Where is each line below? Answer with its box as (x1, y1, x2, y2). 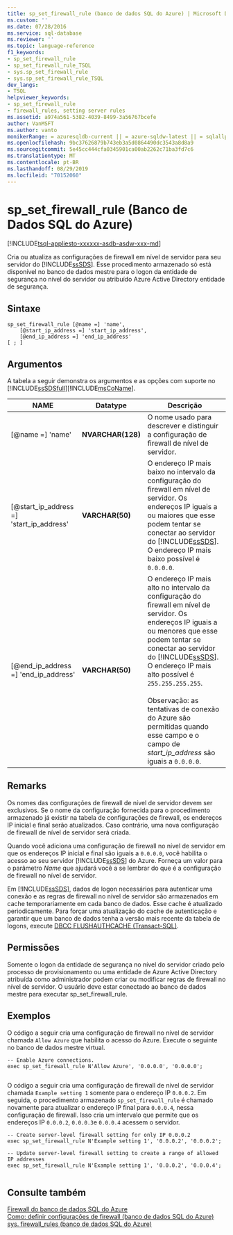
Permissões (7, 942, 60, 953)
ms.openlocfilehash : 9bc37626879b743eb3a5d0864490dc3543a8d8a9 (7, 140, 194, 147)
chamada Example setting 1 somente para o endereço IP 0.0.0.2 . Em (7, 1088, 207, 1097)
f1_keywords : (7, 49, 45, 56)
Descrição (167, 401, 202, 410)
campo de (147, 739, 180, 749)
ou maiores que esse (147, 510, 216, 520)
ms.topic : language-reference (7, 42, 95, 49)
